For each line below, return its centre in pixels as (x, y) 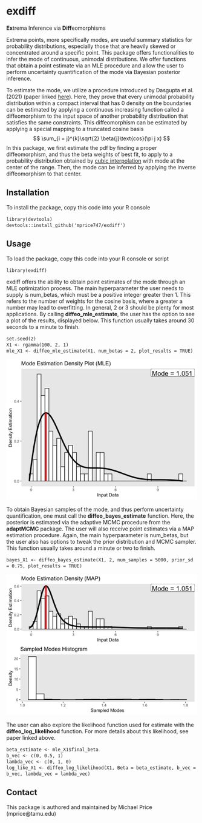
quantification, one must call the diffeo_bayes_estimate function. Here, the (100, 516)
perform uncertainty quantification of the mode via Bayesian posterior (93, 72)
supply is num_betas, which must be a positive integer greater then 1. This (99, 294)
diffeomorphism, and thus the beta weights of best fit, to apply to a (90, 154)
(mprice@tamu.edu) (31, 813)
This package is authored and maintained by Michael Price (79, 807)
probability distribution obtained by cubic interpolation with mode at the (96, 161)
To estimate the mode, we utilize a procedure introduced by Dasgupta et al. (100, 90)
